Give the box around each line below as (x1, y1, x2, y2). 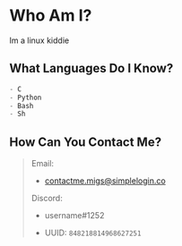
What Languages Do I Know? (9, 61, 174, 76)
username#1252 (44, 210, 105, 221)
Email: (30, 158, 55, 169)
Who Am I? (9, 5, 92, 26)
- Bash (9, 101, 34, 110)
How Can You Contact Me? (9, 134, 162, 149)
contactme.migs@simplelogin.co (44, 175, 166, 186)
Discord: (30, 193, 63, 204)
